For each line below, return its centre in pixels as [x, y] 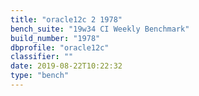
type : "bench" [40, 76]
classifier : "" [42, 57]
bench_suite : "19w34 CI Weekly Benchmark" [100, 29]
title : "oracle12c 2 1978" [66, 19]
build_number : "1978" [55, 38]
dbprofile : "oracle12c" [60, 47]
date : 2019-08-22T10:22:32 [66, 66]
